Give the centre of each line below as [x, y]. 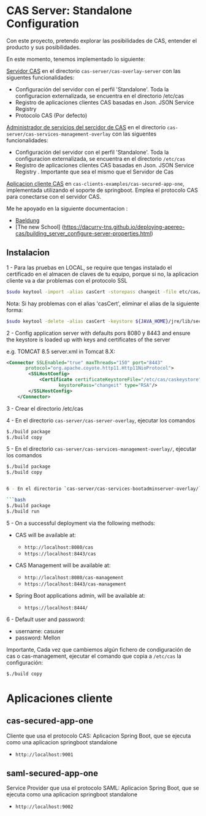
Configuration [43, 24]
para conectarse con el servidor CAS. [54, 196]
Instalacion [28, 253]
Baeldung [27, 220]
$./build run [23, 511]
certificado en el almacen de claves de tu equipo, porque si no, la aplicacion [103, 274]
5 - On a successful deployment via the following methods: [81, 523]
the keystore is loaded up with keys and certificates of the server [88, 339]
